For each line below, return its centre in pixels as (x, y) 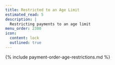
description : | (21, 19)
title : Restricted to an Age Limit (42, 10)
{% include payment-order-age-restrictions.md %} (58, 57)
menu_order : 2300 (23, 29)
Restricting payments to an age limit (50, 24)
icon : (11, 33)
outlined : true (26, 43)
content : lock (24, 38)
